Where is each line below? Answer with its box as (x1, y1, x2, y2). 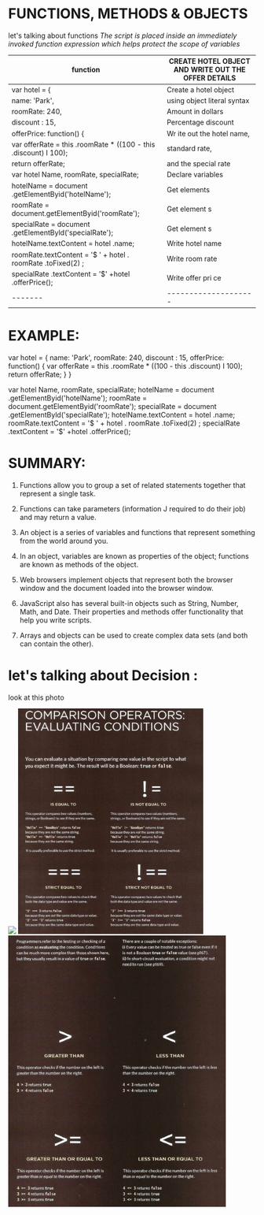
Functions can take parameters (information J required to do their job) (19, 503, 246, 513)
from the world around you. (19, 536, 108, 545)
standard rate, (166, 143, 212, 154)
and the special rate (166, 159, 231, 169)
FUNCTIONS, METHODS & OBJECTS (8, 5, 248, 23)
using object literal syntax (166, 95, 250, 105)
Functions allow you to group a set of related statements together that (19, 480, 246, 489)
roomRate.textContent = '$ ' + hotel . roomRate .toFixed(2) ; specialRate (8, 418, 240, 428)
